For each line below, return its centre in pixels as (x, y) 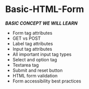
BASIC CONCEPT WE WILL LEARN (41, 23)
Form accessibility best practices (47, 81)
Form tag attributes (32, 33)
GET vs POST (27, 38)
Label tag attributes (33, 43)
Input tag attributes (32, 49)
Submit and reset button (37, 70)
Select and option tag (35, 59)
